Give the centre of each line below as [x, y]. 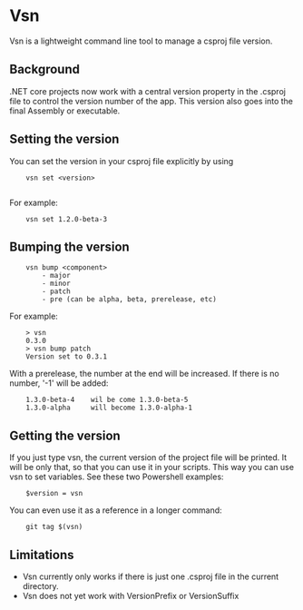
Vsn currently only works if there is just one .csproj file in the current [151, 576]
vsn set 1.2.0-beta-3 [66, 219]
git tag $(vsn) [54, 527]
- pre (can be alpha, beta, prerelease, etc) [130, 300]
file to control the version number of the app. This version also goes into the [151, 101]
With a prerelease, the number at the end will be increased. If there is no [144, 374]
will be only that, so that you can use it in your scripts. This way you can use [152, 467]
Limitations [42, 555]
